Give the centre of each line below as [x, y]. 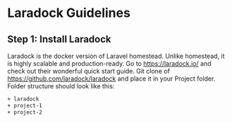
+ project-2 [25, 112]
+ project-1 [25, 105]
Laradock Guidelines [69, 13]
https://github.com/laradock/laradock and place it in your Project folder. [111, 78]
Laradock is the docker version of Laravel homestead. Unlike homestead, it [116, 56]
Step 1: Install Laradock [59, 39]
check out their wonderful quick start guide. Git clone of [89, 71]
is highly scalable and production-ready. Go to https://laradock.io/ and [109, 64]
